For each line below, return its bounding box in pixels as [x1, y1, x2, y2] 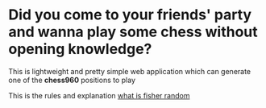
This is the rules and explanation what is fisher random [8, 90, 190, 100]
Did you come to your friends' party [8, 6, 252, 24]
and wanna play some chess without [8, 23, 258, 41]
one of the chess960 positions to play [8, 75, 135, 85]
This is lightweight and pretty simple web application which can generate [8, 66, 251, 76]
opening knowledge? [8, 40, 152, 58]
